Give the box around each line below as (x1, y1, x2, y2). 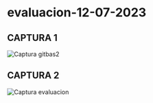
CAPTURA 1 (7, 32, 58, 44)
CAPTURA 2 (7, 70, 60, 81)
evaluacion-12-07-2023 (7, 5, 147, 20)
